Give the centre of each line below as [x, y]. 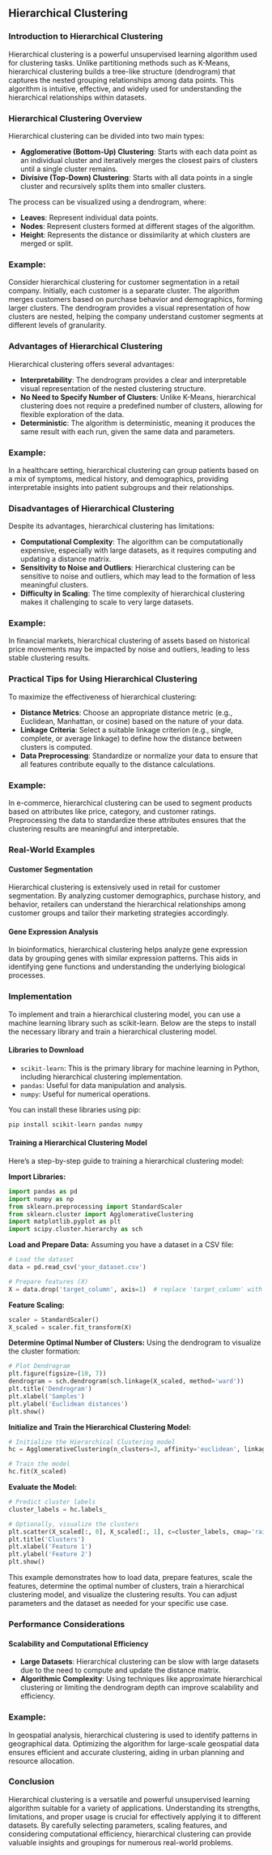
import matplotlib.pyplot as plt [65, 1222]
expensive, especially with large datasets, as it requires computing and [138, 550]
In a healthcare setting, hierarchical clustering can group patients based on [134, 470]
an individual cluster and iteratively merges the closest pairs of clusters [139, 160]
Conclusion [32, 1782]
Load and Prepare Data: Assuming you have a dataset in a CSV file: [121, 1245]
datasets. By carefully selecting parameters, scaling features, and [118, 1825]
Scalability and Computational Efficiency [79, 1643]
